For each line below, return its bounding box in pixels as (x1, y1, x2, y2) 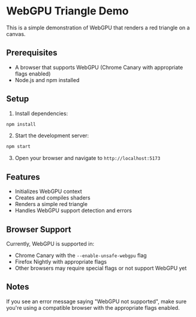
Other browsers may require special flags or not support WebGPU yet (14, 264, 187, 271)
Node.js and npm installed (14, 76, 80, 83)
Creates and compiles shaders (14, 194, 91, 201)
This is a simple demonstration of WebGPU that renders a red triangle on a (6, 24, 190, 31)
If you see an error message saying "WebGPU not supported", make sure (6, 298, 187, 305)
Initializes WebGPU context (14, 188, 82, 195)
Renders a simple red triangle (14, 201, 88, 208)
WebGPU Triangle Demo (6, 4, 129, 18)
